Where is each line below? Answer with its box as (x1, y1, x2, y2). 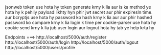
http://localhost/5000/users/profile (5, 45, 75, 50)
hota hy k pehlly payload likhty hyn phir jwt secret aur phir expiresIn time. (5, 9, 153, 15)
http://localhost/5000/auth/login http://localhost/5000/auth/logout (5, 39, 138, 45)
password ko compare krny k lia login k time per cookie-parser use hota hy (5, 19, 157, 25)
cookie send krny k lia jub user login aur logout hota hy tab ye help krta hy (5, 25, 155, 31)
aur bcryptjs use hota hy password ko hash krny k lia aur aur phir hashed (5, 15, 152, 20)
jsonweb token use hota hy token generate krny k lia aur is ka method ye (5, 4, 151, 10)
